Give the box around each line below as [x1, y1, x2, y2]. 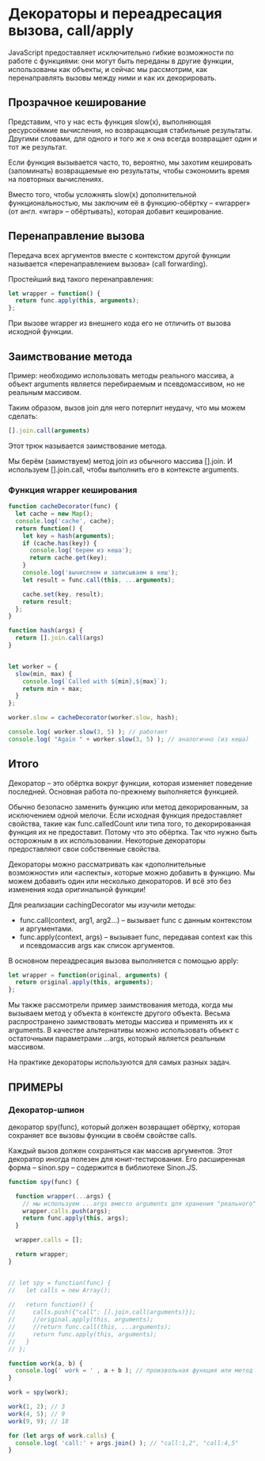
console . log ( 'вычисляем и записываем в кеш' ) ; [22, 569, 179, 577]
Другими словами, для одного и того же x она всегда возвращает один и [8, 134, 257, 143]
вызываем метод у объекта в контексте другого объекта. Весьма [8, 1008, 231, 1018]
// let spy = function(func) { [8, 1279, 112, 1287]
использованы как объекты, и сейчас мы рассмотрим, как [8, 64, 208, 74]
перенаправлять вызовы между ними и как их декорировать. [8, 73, 217, 82]
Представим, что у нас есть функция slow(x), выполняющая [8, 116, 211, 127]
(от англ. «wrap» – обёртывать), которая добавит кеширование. [8, 207, 224, 216]
